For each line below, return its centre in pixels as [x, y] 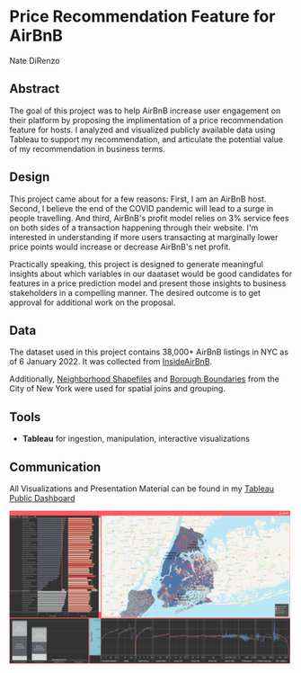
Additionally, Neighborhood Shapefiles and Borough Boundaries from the [145, 379]
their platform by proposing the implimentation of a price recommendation [146, 120]
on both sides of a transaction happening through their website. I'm [134, 228]
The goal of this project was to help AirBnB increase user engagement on [145, 111]
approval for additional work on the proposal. [93, 302]
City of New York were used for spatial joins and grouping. [118, 389]
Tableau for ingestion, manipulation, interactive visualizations [136, 439]
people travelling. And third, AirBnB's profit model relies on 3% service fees [149, 218]
